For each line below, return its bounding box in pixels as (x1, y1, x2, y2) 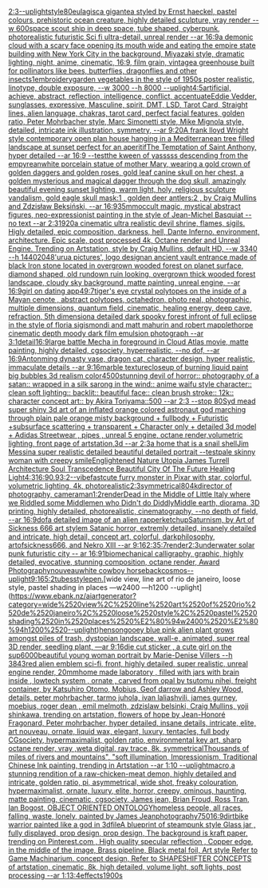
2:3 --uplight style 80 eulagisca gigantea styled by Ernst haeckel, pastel (8, 7, 238, 16)
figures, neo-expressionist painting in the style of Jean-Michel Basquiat (8, 210, 244, 219)
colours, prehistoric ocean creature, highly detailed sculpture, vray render (8, 15, 251, 25)
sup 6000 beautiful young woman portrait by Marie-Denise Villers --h (8, 650, 233, 660)
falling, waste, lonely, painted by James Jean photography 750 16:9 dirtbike (8, 811, 249, 820)
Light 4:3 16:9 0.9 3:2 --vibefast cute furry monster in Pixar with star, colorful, (8, 473, 252, 481)
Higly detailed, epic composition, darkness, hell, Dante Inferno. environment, (8, 227, 260, 236)
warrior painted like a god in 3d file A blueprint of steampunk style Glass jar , (8, 820, 256, 829)
